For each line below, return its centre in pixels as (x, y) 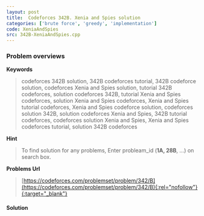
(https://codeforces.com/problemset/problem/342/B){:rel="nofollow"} (109, 187)
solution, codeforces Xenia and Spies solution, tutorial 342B (97, 88)
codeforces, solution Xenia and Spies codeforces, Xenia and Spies (105, 101)
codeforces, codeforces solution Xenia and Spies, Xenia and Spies (105, 121)
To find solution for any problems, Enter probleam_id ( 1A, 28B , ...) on (107, 151)
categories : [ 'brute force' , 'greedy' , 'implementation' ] (82, 23)
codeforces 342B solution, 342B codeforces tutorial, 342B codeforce (109, 81)
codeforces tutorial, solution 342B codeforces (79, 127)
